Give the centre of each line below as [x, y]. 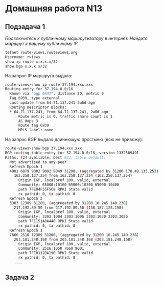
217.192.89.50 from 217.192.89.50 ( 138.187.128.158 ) [69, 208]
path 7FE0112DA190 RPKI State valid [55, 253]
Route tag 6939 [34, 125]
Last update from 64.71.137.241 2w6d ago [52, 103]
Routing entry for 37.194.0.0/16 [39, 89]
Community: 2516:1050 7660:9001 [51, 249]
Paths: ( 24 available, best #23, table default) [56, 157]
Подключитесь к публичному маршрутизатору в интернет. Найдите [76, 38]
